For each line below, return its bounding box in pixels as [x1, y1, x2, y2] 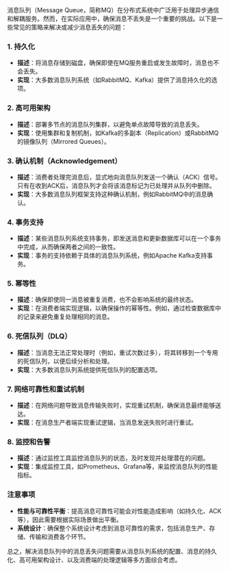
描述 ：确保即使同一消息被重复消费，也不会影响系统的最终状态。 [16, 295, 197, 303]
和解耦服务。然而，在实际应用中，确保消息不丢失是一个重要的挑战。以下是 [7, 14, 217, 23]
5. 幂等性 [7, 279, 36, 288]
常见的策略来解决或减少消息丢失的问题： [12, 23, 127, 31]
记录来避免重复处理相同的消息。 [23, 312, 114, 321]
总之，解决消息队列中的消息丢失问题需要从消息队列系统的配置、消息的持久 [7, 547, 217, 555]
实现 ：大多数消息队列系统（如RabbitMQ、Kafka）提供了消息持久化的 [16, 76, 212, 84]
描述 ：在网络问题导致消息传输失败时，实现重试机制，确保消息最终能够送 [16, 401, 221, 410]
